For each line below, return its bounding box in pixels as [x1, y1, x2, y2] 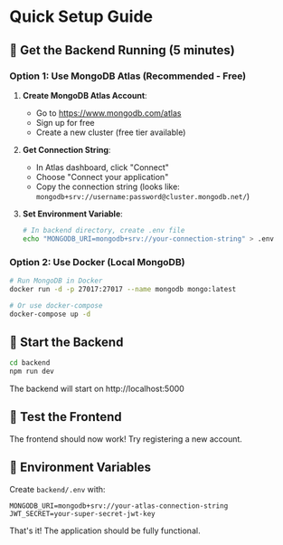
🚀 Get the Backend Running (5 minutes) [9, 43, 235, 58]
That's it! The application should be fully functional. [9, 525, 201, 536]
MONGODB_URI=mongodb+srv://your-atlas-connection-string [9, 501, 229, 511]
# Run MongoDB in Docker [9, 276, 103, 285]
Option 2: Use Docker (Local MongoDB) [9, 255, 185, 268]
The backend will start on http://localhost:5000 [9, 383, 185, 394]
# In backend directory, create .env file [22, 225, 185, 234]
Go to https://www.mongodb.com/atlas [35, 107, 182, 119]
